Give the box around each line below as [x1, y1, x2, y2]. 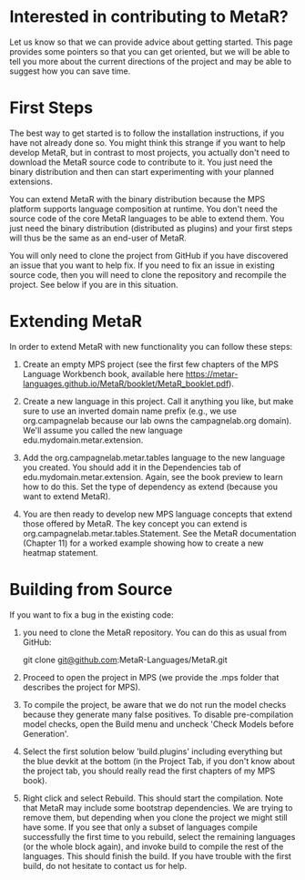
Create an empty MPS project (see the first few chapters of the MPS [22, 358, 280, 370]
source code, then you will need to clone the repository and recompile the [9, 269, 287, 280]
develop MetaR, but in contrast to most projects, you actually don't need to [9, 147, 290, 158]
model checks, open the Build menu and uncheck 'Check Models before [22, 718, 294, 730]
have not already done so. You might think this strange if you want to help [9, 137, 286, 148]
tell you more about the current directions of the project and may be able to [9, 56, 292, 67]
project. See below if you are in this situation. [9, 279, 179, 290]
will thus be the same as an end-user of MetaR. [9, 232, 187, 243]
